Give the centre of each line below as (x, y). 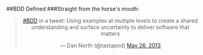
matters (110, 34)
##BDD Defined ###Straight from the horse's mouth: (73, 9)
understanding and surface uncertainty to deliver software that (110, 27)
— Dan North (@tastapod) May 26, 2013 (110, 46)
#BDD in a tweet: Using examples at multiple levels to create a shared (110, 20)
